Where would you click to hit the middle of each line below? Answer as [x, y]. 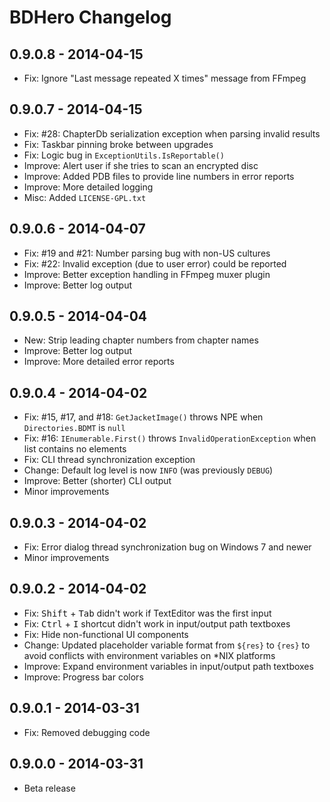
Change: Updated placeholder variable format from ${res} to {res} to [167, 645]
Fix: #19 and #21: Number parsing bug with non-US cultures [147, 253]
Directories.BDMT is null [74, 428]
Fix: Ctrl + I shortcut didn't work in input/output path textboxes [157, 623]
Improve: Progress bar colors [83, 677]
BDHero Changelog [90, 17]
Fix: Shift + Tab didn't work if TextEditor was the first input [147, 613]
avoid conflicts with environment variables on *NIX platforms [149, 655]
